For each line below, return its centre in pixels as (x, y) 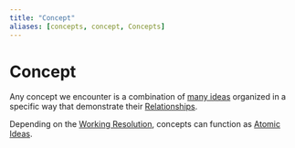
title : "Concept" (42, 18)
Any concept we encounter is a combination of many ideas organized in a (147, 97)
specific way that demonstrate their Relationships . (104, 107)
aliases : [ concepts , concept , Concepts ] (88, 26)
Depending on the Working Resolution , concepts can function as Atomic (145, 124)
